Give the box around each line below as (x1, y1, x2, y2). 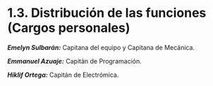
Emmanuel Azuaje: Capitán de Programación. (7, 56, 142, 65)
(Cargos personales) (7, 20, 130, 36)
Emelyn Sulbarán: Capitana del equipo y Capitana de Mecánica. (7, 43, 195, 51)
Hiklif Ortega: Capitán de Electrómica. (7, 70, 119, 79)
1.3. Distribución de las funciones (7, 5, 207, 21)
